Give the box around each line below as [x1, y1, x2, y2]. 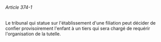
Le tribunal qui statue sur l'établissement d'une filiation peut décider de [5, 20, 156, 26]
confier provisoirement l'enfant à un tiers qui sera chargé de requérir [5, 26, 150, 32]
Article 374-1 [5, 4, 32, 10]
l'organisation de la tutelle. [5, 31, 62, 37]
